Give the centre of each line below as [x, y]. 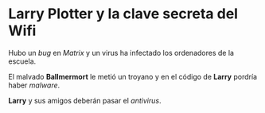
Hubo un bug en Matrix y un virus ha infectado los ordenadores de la [121, 53]
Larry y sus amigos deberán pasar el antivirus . [85, 100]
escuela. [22, 61]
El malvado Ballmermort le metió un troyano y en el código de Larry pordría [132, 76]
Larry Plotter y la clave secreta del [123, 14]
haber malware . [34, 85]
